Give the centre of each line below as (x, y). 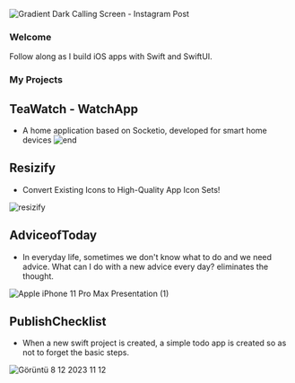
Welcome (30, 37)
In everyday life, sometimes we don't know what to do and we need (147, 257)
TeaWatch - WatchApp (74, 109)
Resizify (33, 168)
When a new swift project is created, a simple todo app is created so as (154, 343)
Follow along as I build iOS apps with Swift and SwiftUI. (111, 57)
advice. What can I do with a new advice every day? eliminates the (145, 266)
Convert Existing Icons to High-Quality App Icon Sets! (121, 189)
